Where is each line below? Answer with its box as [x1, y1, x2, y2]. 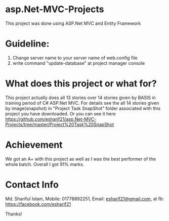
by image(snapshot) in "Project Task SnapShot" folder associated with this [5, 105, 161, 111]
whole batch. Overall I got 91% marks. [5, 161, 85, 167]
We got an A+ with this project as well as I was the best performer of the [5, 156, 156, 162]
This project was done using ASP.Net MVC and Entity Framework [5, 20, 141, 26]
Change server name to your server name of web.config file [12, 55, 138, 61]
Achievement [5, 139, 63, 150]
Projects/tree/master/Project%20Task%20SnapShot [5, 121, 114, 127]
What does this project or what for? [5, 78, 157, 90]
